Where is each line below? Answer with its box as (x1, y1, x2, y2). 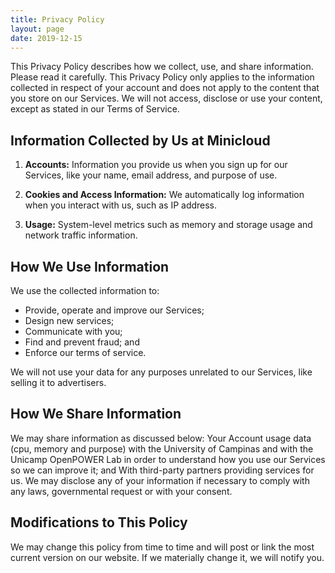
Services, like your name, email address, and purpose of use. (24, 169, 278, 181)
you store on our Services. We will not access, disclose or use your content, (10, 92, 323, 105)
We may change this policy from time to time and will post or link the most (10, 541, 315, 553)
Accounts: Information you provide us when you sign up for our (24, 159, 288, 171)
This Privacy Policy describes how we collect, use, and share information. (10, 61, 314, 73)
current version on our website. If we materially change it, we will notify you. (10, 551, 325, 563)
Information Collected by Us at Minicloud (10, 132, 271, 149)
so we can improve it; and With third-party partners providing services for (10, 464, 315, 476)
